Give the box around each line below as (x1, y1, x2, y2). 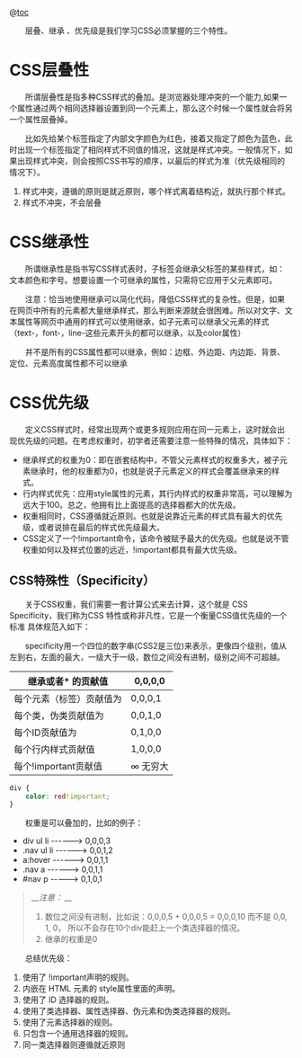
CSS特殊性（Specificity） (9, 573, 155, 589)
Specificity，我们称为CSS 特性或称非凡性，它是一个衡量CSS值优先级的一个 (9, 609, 288, 620)
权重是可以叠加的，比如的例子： (25, 817, 144, 829)
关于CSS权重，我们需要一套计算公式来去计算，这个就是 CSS (25, 599, 249, 609)
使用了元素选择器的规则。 (22, 1017, 118, 1027)
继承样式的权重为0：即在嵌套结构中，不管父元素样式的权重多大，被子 (22, 454, 280, 465)
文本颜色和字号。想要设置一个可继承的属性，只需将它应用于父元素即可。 (9, 274, 277, 285)
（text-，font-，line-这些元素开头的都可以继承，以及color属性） (9, 327, 246, 338)
